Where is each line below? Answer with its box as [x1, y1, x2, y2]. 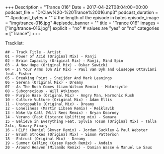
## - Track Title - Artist [5, 50, 61, 54]
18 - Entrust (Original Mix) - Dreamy [5, 136, 85, 141]
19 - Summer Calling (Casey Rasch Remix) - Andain [5, 141, 112, 146]
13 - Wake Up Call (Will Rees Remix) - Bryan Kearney [5, 110, 119, 115]
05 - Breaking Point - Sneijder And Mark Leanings [5, 76, 112, 81]
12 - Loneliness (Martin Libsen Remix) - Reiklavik [5, 106, 114, 111]
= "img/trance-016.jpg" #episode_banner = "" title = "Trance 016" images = [5, 20, 160, 26]
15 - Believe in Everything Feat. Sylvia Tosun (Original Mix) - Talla [5, 119, 157, 124]
